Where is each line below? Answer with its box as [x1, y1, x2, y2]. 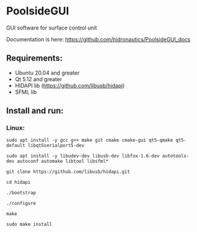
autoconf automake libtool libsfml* [17, 158, 109, 165]
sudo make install [6, 221, 52, 228]
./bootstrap [6, 190, 36, 196]
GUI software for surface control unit [6, 24, 97, 31]
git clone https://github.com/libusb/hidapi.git [6, 169, 130, 175]
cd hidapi [6, 179, 31, 186]
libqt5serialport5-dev [28, 142, 85, 148]
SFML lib [14, 88, 37, 96]
